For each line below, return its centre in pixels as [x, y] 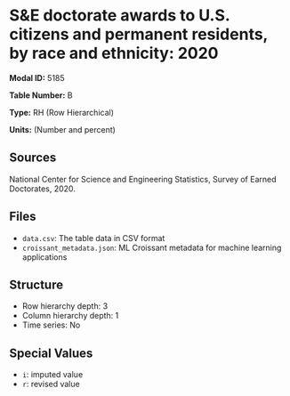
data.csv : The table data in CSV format [93, 238]
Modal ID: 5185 [37, 77]
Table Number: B [41, 95]
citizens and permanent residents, [139, 34]
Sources [33, 158]
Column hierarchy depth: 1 [70, 316]
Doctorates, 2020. [42, 189]
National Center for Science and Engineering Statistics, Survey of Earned [143, 179]
